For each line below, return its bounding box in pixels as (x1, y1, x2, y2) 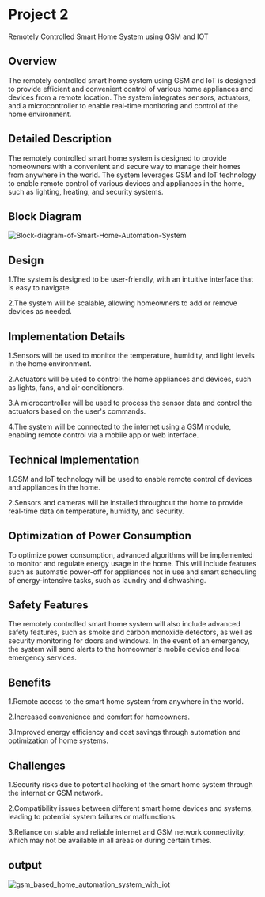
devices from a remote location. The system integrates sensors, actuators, (8, 93, 251, 102)
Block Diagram (8, 210, 81, 223)
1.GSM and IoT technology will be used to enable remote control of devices (8, 474, 252, 483)
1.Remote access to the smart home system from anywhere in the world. (8, 697, 244, 706)
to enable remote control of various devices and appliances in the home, (8, 178, 244, 187)
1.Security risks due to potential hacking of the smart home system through (8, 780, 253, 789)
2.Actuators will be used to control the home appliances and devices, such (8, 374, 252, 384)
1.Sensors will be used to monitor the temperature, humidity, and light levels (8, 350, 255, 360)
